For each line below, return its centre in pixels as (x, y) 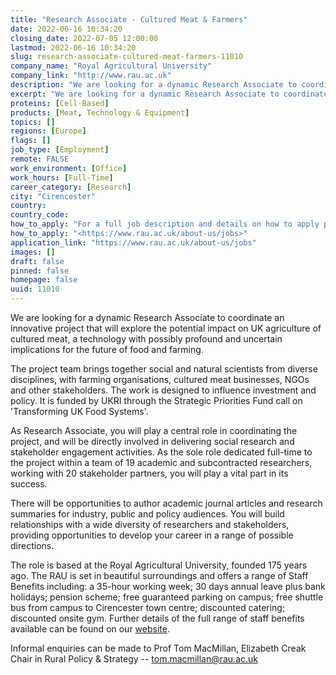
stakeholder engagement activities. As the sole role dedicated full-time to (161, 452)
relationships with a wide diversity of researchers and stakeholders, (150, 524)
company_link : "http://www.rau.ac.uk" (91, 76)
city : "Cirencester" (53, 196)
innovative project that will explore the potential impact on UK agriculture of (166, 328)
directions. (32, 545)
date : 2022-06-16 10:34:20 (66, 29)
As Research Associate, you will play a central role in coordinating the (154, 430)
